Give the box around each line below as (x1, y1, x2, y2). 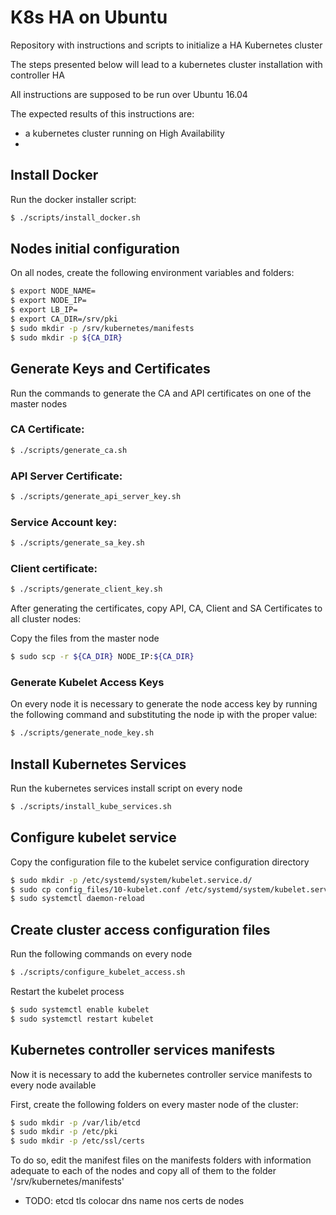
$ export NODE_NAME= (10, 286, 97, 296)
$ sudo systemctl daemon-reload (10, 894, 145, 904)
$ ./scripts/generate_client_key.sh (10, 584, 163, 595)
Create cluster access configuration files (10, 921, 271, 938)
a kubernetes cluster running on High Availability (24, 127, 225, 139)
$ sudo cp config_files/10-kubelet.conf (10, 884, 182, 895)
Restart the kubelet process (10, 986, 125, 998)
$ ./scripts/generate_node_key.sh (10, 728, 155, 738)
